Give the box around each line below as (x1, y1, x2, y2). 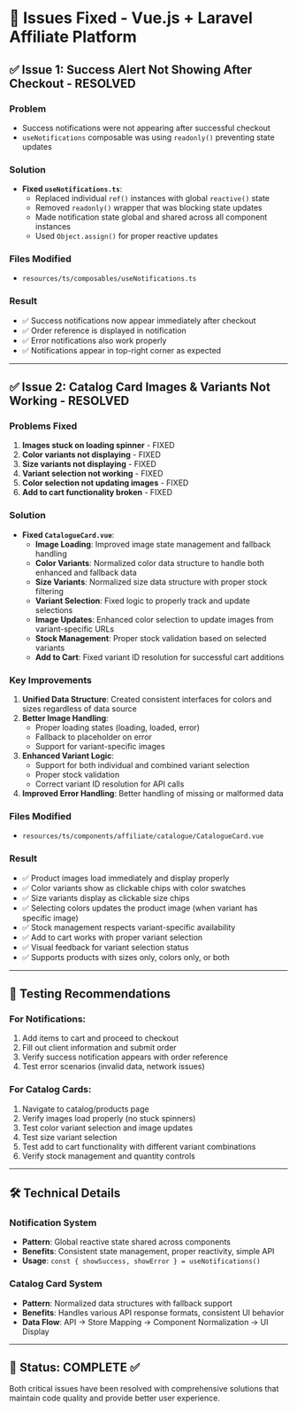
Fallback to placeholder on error (34, 732, 153, 742)
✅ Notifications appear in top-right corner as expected (21, 345, 222, 355)
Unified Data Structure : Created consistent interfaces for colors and (21, 694, 272, 705)
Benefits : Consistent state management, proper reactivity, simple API (21, 1246, 275, 1257)
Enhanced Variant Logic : (21, 750, 115, 761)
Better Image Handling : (21, 713, 109, 724)
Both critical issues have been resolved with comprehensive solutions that (9, 1384, 279, 1394)
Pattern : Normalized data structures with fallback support (21, 1298, 232, 1308)
